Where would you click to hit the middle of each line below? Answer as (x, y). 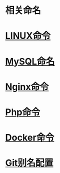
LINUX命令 (28, 36)
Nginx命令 (27, 86)
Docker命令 (30, 138)
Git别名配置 (29, 163)
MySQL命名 (30, 61)
